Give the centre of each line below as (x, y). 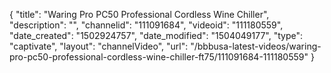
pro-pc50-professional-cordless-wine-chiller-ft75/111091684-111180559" (159, 57)
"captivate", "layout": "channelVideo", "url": (99, 46)
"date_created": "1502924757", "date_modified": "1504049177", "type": (156, 35)
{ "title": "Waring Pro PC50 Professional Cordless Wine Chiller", (139, 14)
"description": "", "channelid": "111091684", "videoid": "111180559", (146, 25)
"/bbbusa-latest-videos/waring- (256, 46)
